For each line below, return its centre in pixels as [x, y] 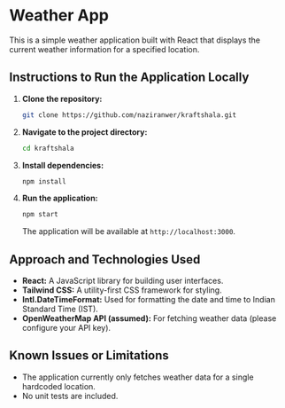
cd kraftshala [48, 148]
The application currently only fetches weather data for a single [138, 377]
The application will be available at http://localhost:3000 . [129, 231]
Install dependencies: [63, 165]
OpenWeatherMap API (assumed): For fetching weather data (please [149, 318]
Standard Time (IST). [60, 309]
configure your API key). [66, 328]
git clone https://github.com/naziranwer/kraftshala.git [129, 115]
